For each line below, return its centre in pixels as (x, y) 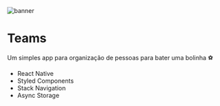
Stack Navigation (41, 88)
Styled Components (46, 81)
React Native (35, 73)
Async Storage (38, 95)
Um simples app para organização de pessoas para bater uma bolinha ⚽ (110, 57)
